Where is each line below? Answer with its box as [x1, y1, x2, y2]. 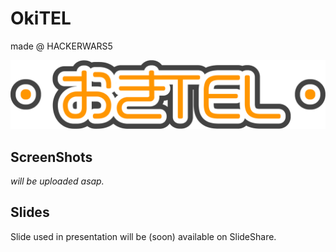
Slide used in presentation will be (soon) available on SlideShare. [10, 230, 277, 242]
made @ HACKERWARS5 [10, 40, 113, 52]
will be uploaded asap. [10, 175, 105, 187]
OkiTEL [10, 7, 72, 30]
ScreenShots [10, 148, 93, 166]
